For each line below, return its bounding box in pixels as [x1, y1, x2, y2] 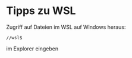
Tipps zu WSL [6, 4, 76, 18]
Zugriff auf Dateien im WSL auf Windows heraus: [6, 23, 126, 30]
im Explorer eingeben [6, 45, 58, 52]
